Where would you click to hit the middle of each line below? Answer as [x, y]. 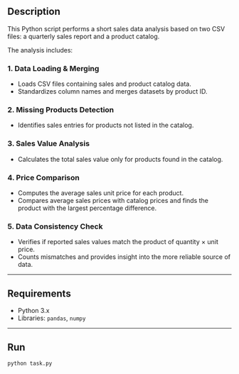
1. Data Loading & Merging [53, 68]
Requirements [39, 293]
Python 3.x [33, 311]
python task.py [30, 363]
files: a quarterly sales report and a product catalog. [84, 36]
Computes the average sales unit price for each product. [100, 193]
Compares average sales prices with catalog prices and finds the [113, 200]
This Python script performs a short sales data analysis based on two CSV [116, 28]
